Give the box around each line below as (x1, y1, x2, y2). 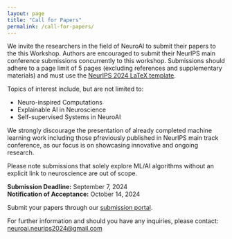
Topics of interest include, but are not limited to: (7, 85, 144, 94)
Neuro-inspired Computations (17, 98, 102, 107)
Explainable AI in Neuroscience (17, 105, 107, 114)
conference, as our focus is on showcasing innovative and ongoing (7, 141, 199, 150)
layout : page (7, 10, 45, 17)
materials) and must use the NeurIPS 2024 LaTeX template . (7, 71, 177, 80)
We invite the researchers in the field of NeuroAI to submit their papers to (7, 42, 216, 51)
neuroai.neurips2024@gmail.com (7, 224, 102, 233)
